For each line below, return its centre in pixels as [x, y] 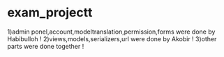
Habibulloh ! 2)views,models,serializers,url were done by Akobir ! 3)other [112, 38]
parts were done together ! [46, 46]
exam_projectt [50, 13]
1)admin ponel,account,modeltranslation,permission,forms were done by [111, 32]
